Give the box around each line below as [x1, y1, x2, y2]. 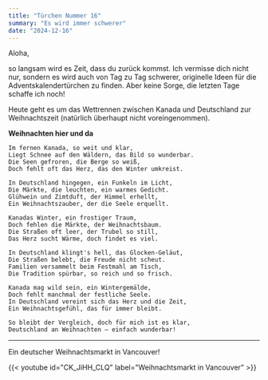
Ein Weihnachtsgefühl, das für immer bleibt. [8, 305, 162, 313]
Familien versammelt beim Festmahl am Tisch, [8, 263, 162, 271]
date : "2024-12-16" [8, 26, 73, 34]
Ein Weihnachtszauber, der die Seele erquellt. [8, 200, 170, 208]
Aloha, [8, 49, 30, 58]
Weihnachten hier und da [8, 129, 94, 138]
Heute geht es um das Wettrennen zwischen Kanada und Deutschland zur [8, 105, 251, 114]
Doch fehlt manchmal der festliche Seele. [8, 291, 152, 299]
